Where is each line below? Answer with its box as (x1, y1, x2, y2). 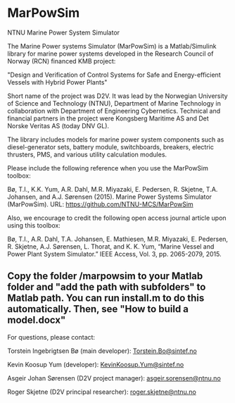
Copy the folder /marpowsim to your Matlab (7, 270, 203, 283)
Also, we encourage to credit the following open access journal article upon (7, 213, 227, 222)
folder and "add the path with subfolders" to (7, 281, 206, 293)
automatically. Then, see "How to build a (7, 303, 189, 315)
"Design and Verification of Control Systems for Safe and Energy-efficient (7, 70, 221, 79)
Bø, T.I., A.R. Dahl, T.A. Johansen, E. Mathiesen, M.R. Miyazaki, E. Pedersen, (7, 235, 229, 243)
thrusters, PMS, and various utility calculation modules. (7, 150, 167, 159)
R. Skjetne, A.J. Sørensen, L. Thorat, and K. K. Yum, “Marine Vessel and (7, 242, 215, 251)
